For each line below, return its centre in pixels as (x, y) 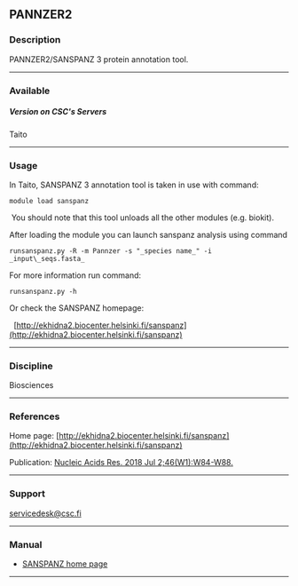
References (35, 416)
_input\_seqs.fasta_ (47, 258)
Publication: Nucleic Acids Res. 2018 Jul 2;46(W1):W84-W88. (121, 463)
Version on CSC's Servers (58, 112)
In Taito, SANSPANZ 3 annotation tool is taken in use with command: (134, 185)
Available (30, 91)
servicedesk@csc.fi (45, 513)
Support (27, 494)
